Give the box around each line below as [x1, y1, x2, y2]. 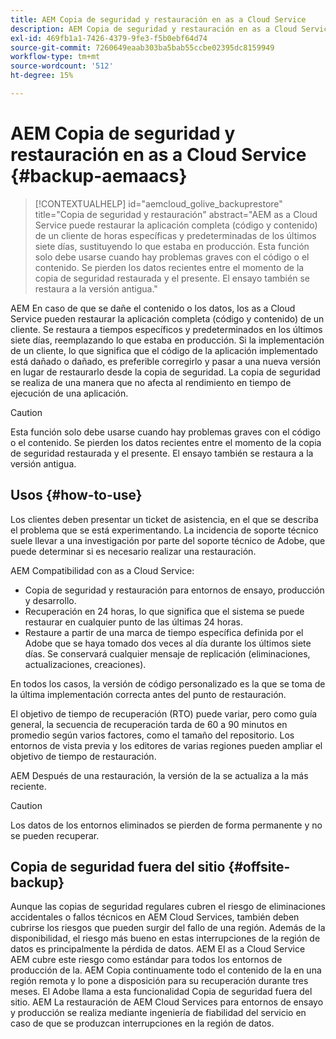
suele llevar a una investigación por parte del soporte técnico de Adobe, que [10, 534, 326, 546]
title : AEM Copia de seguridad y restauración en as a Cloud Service [10, 14, 307, 25]
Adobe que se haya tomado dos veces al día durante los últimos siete [24, 637, 312, 649]
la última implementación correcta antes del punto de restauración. [10, 688, 287, 700]
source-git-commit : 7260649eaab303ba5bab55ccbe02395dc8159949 [10, 42, 275, 53]
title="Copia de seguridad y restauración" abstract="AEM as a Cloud [34, 208, 318, 220]
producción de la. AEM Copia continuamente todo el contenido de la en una [10, 964, 322, 976]
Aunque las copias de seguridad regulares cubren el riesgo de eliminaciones [10, 901, 326, 913]
